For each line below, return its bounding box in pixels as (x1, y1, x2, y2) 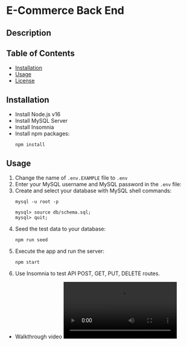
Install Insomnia (14, 123, 54, 131)
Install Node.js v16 (14, 111, 61, 118)
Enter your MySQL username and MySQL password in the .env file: (14, 181, 182, 188)
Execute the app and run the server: (14, 247, 104, 255)
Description (6, 28, 51, 38)
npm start (14, 259, 40, 266)
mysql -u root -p (14, 199, 59, 205)
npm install (14, 142, 45, 148)
